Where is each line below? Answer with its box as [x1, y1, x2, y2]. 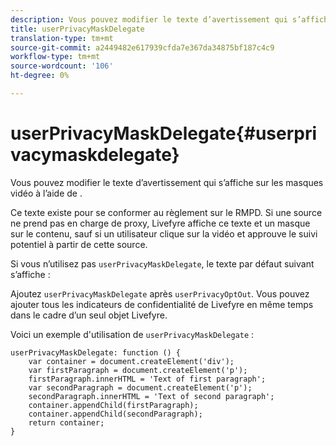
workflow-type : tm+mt [10, 52, 101, 62]
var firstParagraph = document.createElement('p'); [28, 365, 248, 375]
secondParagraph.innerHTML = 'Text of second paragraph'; [28, 391, 275, 401]
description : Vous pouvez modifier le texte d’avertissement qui [10, 14, 288, 25]
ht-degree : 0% [10, 71, 70, 81]
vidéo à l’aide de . [10, 187, 83, 199]
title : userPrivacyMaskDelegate [10, 24, 145, 34]
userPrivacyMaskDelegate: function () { [10, 347, 182, 358]
